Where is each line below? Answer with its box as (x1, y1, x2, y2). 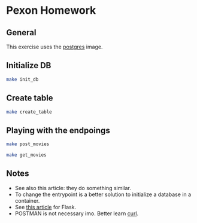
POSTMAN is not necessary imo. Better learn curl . (14, 210, 139, 217)
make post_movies (6, 141, 50, 147)
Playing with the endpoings (6, 125, 111, 135)
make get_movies (6, 152, 47, 158)
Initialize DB (6, 60, 51, 71)
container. (14, 197, 40, 204)
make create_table (6, 109, 52, 115)
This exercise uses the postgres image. (6, 43, 103, 50)
